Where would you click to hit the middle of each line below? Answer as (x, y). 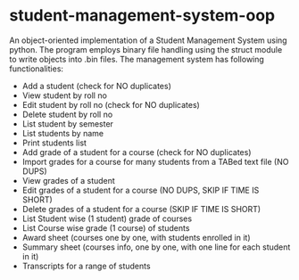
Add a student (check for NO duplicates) (96, 86)
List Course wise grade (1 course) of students (106, 227)
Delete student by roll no (67, 114)
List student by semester (68, 124)
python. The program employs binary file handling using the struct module (146, 49)
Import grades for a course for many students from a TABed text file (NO (155, 161)
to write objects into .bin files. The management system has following (137, 59)
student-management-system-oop (142, 16)
